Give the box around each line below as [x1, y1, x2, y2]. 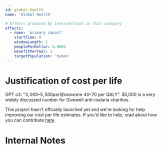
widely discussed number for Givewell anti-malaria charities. [5, 97, 130, 103]
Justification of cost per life [5, 75, 122, 86]
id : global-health [5, 7, 43, 12]
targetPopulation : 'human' [14, 53, 70, 58]
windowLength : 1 [14, 39, 48, 45]
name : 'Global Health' [5, 12, 52, 17]
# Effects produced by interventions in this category [5, 21, 122, 26]
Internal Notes [5, 134, 66, 146]
